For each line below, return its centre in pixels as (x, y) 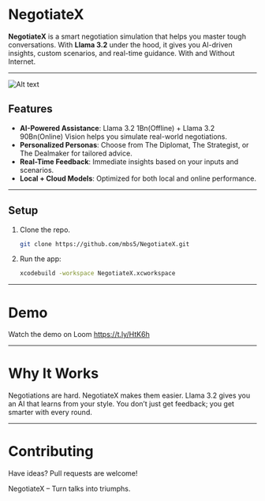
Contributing (51, 452)
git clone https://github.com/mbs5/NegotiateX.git (105, 244)
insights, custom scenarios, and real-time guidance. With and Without (121, 53)
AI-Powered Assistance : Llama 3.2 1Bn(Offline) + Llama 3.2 (117, 128)
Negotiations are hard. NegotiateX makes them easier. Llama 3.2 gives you (129, 395)
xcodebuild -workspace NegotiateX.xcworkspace (97, 274)
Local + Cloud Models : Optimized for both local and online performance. (138, 178)
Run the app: (40, 259)
